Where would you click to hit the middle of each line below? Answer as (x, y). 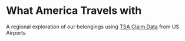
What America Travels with (74, 11)
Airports (16, 32)
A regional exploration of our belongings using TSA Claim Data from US (93, 27)
